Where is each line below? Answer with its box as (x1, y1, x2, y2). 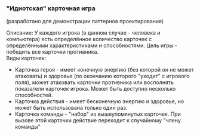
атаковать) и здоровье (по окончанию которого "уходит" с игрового (14, 73, 190, 80)
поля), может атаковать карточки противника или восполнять (14, 79, 174, 86)
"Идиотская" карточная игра (6, 4, 96, 13)
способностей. (14, 91, 53, 99)
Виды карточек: (6, 55, 47, 62)
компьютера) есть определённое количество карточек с (6, 36, 152, 43)
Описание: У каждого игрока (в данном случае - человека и (6, 29, 161, 36)
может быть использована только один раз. (14, 104, 128, 112)
